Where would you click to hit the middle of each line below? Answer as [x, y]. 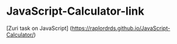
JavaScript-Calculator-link [75, 11]
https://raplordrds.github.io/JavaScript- [121, 28]
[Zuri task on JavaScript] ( [39, 28]
